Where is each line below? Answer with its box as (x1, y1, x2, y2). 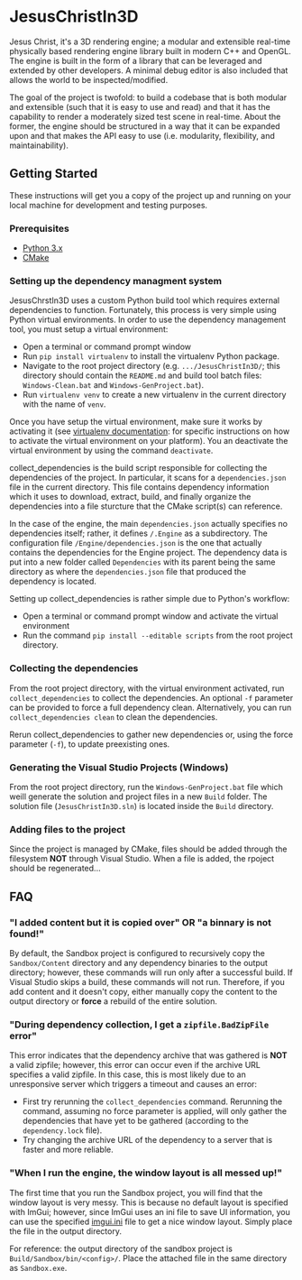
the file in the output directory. (9, 1225, 122, 1237)
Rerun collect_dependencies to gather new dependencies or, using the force (9, 729, 294, 740)
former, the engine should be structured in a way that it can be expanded (9, 120, 281, 132)
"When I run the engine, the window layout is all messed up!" (9, 1166, 282, 1179)
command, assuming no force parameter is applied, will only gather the (22, 1106, 288, 1117)
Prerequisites (9, 222, 69, 235)
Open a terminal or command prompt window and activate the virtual (22, 611, 279, 622)
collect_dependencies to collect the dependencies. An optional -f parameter (9, 692, 294, 703)
